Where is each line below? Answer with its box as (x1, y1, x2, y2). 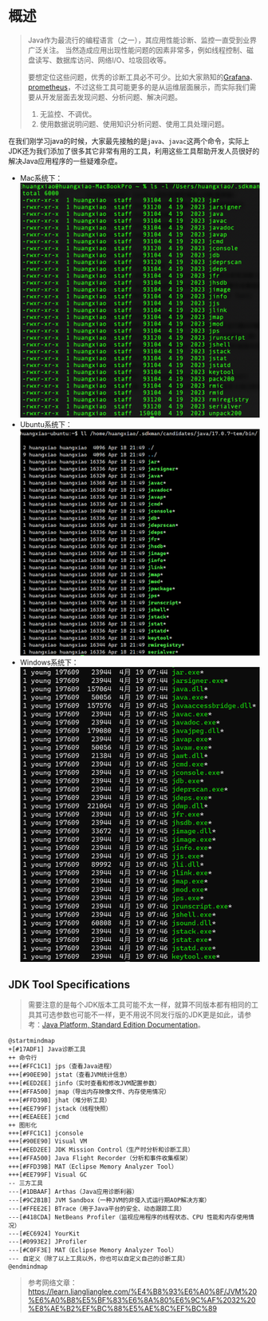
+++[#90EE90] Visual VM (8, 1137, 88, 1145)
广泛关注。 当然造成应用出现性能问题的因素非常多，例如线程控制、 (27, 45, 247, 54)
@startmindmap (8, 1036, 56, 1044)
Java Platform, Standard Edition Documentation (41, 1020, 198, 1029)
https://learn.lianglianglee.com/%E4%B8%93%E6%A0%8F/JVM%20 (27, 1287, 258, 1296)
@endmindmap (8, 1263, 48, 1271)
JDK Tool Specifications (8, 977, 130, 992)
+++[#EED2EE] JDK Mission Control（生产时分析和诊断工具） (8, 1145, 194, 1154)
